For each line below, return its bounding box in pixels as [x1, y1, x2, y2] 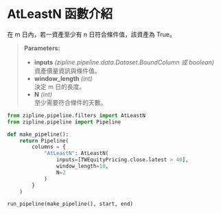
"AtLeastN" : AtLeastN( [43, 150, 109, 157]
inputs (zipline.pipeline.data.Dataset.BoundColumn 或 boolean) [34, 58, 215, 66]
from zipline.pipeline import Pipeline [7, 118, 121, 126]
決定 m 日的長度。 [34, 82, 86, 91]
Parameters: [23, 44, 60, 52]
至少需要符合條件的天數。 [34, 98, 107, 106]
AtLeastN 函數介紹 [7, 6, 113, 22]
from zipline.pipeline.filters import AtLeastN [7, 112, 146, 119]
